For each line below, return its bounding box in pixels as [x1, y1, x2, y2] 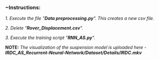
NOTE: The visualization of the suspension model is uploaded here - [5, 44, 146, 50]
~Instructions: [5, 4, 41, 11]
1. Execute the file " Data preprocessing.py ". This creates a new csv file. [5, 15, 154, 21]
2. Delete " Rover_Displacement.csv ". [5, 25, 83, 31]
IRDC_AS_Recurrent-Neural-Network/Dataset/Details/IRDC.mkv [5, 49, 142, 56]
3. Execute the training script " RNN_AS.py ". [5, 34, 95, 41]
